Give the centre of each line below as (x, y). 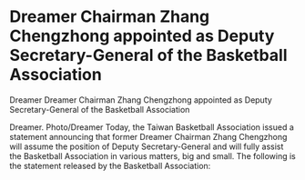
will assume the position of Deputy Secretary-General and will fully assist (147, 146)
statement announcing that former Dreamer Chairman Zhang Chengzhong (148, 136)
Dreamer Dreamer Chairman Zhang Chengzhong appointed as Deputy (141, 100)
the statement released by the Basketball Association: (110, 165)
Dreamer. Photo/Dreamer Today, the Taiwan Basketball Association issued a (152, 127)
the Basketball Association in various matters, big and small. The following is (152, 155)
